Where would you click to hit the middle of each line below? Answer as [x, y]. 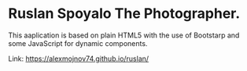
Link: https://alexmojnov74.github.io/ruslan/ [79, 59]
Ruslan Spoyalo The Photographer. [124, 14]
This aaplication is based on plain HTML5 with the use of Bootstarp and [124, 35]
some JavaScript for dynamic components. [78, 43]
